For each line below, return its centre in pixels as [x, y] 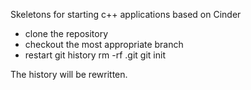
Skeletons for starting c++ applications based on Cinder [126, 14]
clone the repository [66, 33]
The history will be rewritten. [69, 74]
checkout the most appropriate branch [104, 44]
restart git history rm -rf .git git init [95, 55]
